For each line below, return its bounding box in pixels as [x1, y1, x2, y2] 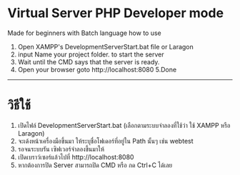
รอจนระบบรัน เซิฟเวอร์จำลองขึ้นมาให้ [17, 144, 105, 153]
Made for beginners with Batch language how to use [7, 29, 162, 37]
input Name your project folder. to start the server [17, 50, 164, 59]
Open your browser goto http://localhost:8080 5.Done [17, 65, 177, 74]
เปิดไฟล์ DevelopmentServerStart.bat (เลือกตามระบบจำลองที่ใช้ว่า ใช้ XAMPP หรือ [17, 121, 231, 129]
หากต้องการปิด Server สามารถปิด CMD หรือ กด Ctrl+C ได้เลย [17, 161, 173, 169]
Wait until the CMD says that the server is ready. [17, 57, 160, 66]
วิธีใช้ [7, 97, 31, 114]
